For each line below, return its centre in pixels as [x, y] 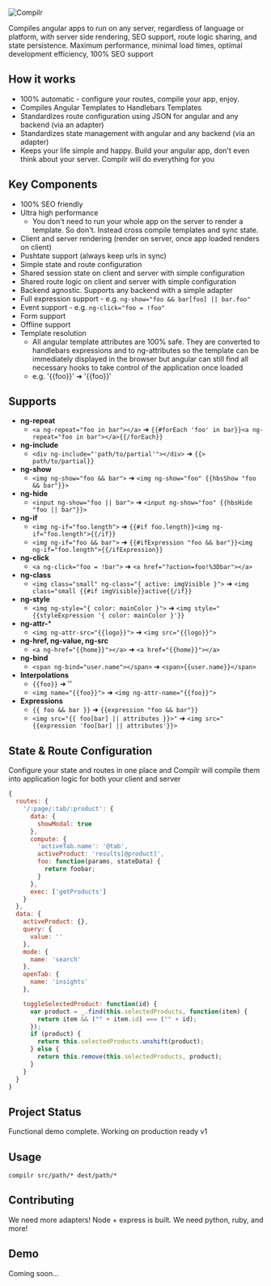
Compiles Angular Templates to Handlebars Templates [111, 107]
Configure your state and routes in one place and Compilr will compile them [134, 770]
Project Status [45, 1112]
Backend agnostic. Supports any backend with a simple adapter [126, 290]
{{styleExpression [63, 616]
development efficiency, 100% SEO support [81, 54]
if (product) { [55, 1034]
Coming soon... [34, 1273]
